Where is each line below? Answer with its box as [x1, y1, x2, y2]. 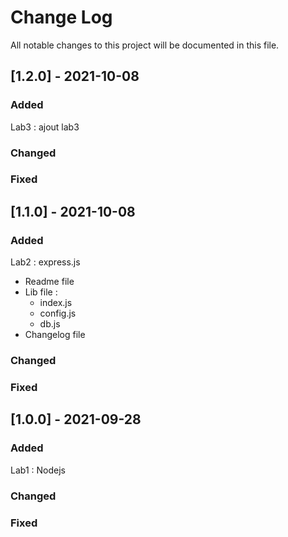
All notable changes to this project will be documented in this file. [10, 39, 280, 51]
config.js [39, 307, 77, 320]
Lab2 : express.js [10, 256, 81, 268]
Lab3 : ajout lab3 [10, 121, 80, 133]
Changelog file [24, 329, 86, 341]
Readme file [24, 276, 75, 288]
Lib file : [24, 286, 58, 298]
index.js [39, 297, 73, 309]
